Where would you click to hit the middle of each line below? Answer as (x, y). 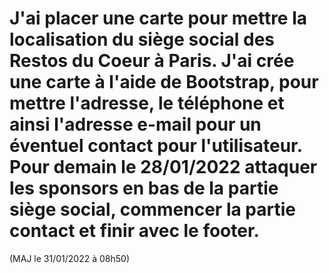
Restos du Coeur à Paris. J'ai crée (152, 61)
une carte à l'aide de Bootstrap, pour (164, 82)
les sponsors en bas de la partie (144, 188)
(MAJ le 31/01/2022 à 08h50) (69, 258)
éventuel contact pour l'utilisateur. (156, 146)
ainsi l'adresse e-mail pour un (135, 124)
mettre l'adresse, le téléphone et (147, 103)
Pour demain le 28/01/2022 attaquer (163, 167)
